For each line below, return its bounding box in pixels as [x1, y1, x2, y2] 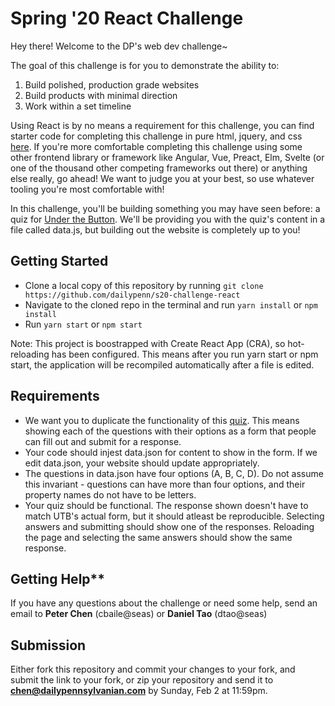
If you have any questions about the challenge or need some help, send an [10, 597, 318, 609]
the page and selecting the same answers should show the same [24, 531, 293, 543]
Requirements [10, 388, 100, 405]
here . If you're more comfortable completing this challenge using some [10, 140, 303, 152]
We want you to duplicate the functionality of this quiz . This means [24, 414, 300, 426]
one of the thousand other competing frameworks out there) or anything [10, 162, 308, 174]
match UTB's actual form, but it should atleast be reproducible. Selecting [24, 510, 325, 522]
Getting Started [10, 253, 109, 270]
